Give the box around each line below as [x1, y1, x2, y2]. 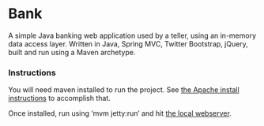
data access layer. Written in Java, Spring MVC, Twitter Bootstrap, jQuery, [8, 39, 249, 48]
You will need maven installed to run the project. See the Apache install [8, 85, 239, 94]
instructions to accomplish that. [8, 94, 111, 103]
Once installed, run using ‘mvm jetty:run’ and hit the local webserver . [8, 109, 232, 118]
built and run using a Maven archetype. [8, 47, 136, 57]
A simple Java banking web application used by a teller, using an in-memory [8, 31, 257, 40]
